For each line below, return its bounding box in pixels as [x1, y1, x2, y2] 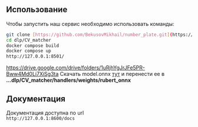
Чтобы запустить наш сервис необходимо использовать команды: [6, 20, 175, 27]
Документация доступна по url [6, 109, 84, 116]
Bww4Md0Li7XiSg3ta [6, 71, 59, 78]
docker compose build [6, 42, 60, 49]
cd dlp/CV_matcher [6, 37, 51, 43]
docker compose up [6, 48, 51, 54]
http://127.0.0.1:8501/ [6, 54, 65, 59]
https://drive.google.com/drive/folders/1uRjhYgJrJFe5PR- [6, 64, 146, 71]
